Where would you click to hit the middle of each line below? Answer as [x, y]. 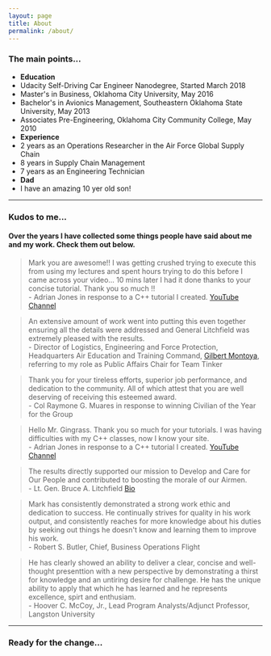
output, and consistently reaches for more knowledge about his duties [145, 521]
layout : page [30, 16]
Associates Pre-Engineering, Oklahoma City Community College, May [136, 120]
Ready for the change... [56, 642]
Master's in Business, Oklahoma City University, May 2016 [117, 94]
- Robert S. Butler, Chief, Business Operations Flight [114, 547]
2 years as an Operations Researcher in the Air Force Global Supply [132, 145]
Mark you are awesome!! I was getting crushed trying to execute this [142, 263]
